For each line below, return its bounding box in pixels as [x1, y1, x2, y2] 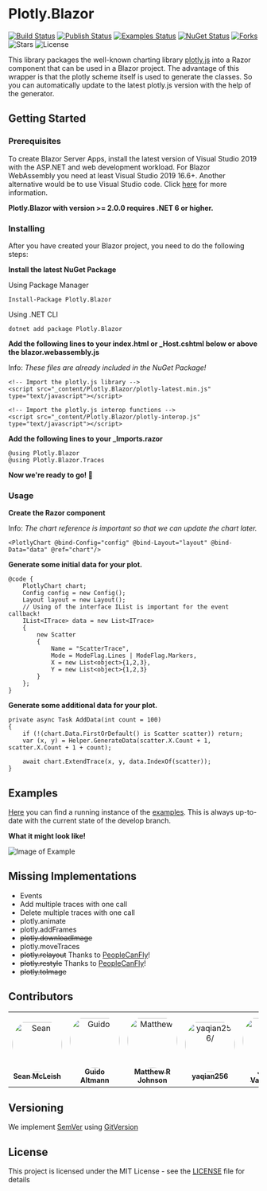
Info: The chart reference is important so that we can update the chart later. [8, 523, 257, 533]
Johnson [137, 1076, 168, 1085]
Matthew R [133, 1067, 171, 1076]
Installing [8, 223, 45, 234]
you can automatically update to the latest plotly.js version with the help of [8, 80, 252, 90]
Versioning [8, 1101, 64, 1115]
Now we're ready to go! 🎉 [8, 470, 94, 480]
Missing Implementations [8, 870, 137, 883]
